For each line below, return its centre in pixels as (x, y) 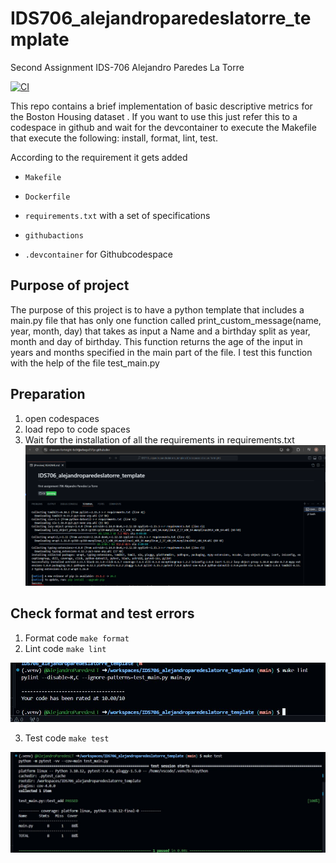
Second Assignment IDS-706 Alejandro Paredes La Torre (127, 67)
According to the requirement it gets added (99, 157)
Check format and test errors (102, 613)
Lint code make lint (65, 648)
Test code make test (67, 738)
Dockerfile (47, 197)
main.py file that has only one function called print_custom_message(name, (166, 320)
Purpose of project (70, 285)
